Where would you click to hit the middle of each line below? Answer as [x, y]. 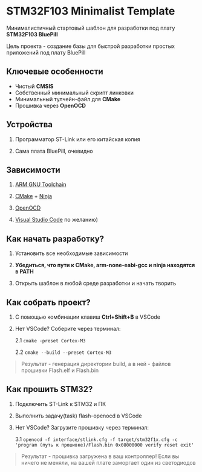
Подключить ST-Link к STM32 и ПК [60, 404]
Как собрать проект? [48, 302]
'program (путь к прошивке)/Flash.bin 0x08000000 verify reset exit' [105, 445]
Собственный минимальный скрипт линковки [74, 93]
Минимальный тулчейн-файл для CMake [68, 99]
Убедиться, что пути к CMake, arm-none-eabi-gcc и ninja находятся [105, 265]
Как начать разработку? [55, 238]
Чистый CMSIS [34, 86]
